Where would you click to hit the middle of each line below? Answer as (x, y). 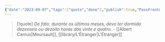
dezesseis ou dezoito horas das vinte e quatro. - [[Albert (74, 29)
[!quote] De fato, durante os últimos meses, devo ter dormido (79, 24)
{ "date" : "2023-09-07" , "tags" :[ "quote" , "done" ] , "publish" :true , (71, 10)
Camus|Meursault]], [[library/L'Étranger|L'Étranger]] (69, 34)
